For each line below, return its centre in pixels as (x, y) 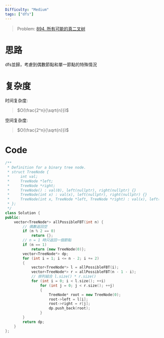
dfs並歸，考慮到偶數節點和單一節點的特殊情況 (51, 64)
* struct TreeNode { (28, 172)
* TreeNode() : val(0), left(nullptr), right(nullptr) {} (72, 190)
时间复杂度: (17, 101)
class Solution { (23, 213)
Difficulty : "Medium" (27, 10)
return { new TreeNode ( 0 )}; (59, 249)
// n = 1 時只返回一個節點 (47, 240)
